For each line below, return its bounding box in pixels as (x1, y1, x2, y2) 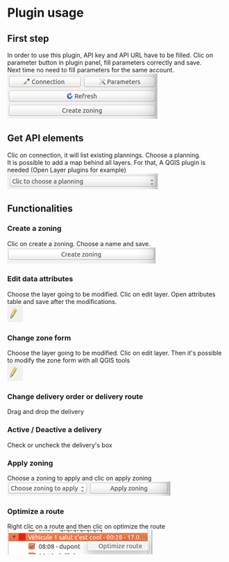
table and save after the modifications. (7, 297, 117, 305)
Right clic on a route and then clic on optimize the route (7, 522, 165, 531)
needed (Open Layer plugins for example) (7, 166, 127, 174)
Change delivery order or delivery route (7, 392, 144, 401)
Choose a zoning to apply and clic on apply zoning (7, 474, 152, 482)
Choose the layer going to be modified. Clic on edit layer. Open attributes (7, 290, 216, 298)
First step (7, 33, 49, 45)
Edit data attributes (7, 274, 74, 284)
